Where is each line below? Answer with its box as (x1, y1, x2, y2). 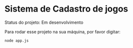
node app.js (4, 38, 29, 43)
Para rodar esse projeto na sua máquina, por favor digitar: (4, 29, 121, 34)
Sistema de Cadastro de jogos (4, 3, 129, 15)
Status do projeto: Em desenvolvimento (4, 19, 84, 25)
